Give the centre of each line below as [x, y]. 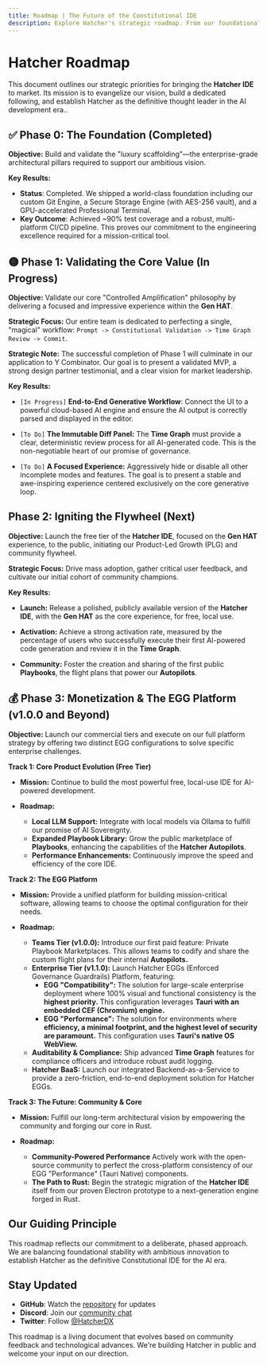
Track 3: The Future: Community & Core [75, 1101]
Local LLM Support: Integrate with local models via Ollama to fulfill [141, 821]
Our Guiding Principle [63, 1224]
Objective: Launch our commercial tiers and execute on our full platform [127, 734]
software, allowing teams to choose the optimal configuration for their [134, 903]
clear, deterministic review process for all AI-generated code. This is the [138, 442]
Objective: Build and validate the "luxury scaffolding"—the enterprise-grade [133, 154]
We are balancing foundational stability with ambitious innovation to [119, 1251]
